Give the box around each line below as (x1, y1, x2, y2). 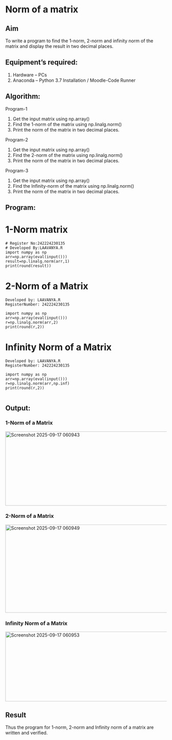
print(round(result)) (5, 263, 52, 268)
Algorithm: (5, 92, 40, 101)
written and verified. (5, 729, 48, 736)
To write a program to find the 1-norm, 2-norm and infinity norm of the (5, 38, 154, 44)
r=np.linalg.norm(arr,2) (5, 320, 58, 325)
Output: (5, 404, 31, 412)
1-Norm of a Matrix (5, 419, 53, 426)
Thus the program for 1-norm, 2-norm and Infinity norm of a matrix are (5, 724, 154, 730)
